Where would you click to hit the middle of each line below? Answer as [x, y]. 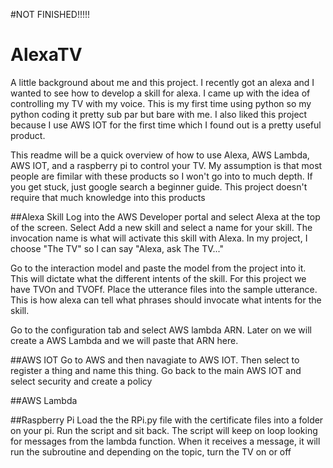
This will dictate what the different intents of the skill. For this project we [158, 278]
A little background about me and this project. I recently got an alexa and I [162, 82]
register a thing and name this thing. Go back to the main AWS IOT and [156, 370]
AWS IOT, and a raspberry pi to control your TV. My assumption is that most [166, 165]
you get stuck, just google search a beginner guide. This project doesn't [159, 186]
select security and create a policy [81, 381]
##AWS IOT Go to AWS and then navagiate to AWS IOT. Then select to [155, 360]
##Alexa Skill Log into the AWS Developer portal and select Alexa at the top [165, 216]
